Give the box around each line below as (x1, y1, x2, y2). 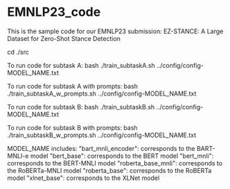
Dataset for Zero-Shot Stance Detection (7, 34, 121, 42)
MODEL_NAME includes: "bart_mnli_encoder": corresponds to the (7, 144, 195, 152)
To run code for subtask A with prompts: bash (7, 82, 139, 90)
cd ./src (7, 48, 30, 56)
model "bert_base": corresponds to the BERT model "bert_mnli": (30, 152, 214, 160)
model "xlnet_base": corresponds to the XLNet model (7, 174, 160, 182)
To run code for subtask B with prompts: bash (7, 123, 138, 132)
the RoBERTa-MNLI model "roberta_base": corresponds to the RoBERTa (7, 166, 212, 174)
